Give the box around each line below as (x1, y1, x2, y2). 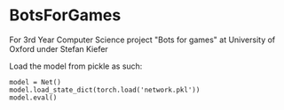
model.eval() (9, 93, 58, 102)
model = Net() (9, 77, 62, 86)
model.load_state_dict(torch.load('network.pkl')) (9, 85, 201, 94)
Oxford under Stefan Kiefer (9, 43, 108, 54)
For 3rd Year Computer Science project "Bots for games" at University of (9, 34, 276, 45)
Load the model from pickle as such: (9, 61, 143, 71)
